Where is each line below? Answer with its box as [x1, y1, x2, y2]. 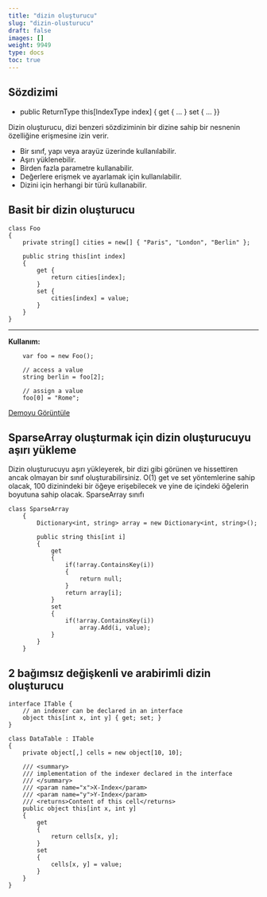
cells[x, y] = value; [50, 860, 123, 869]
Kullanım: [8, 336, 41, 346]
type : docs [8, 49, 44, 57]
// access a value [22, 366, 83, 374]
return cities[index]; [50, 273, 126, 281]
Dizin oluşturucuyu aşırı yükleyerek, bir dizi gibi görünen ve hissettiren [8, 464, 238, 474]
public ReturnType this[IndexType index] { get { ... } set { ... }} [19, 107, 220, 116]
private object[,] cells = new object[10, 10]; [22, 749, 183, 757]
